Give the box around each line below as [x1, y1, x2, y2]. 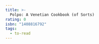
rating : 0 [5, 17, 27, 22]
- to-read [10, 31, 31, 36]
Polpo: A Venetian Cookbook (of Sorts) [10, 12, 95, 17]
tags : [5, 26, 17, 31]
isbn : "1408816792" [5, 21, 47, 27]
